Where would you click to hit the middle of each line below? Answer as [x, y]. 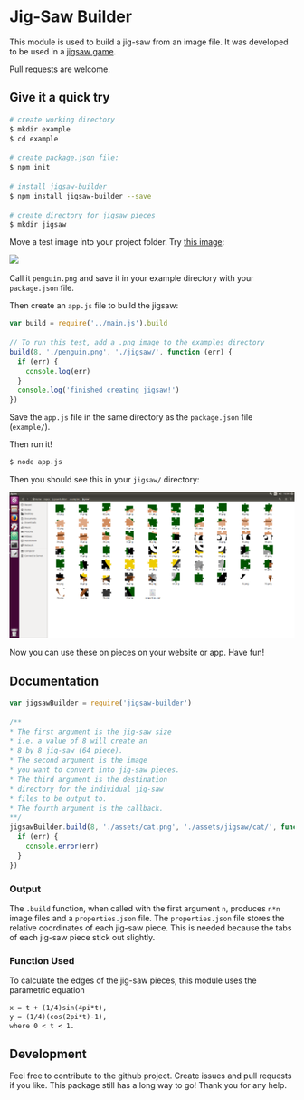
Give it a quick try [60, 97]
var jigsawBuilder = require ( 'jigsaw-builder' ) [101, 703]
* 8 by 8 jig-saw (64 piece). [66, 751]
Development [48, 1054]
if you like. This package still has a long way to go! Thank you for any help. [148, 1085]
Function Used [42, 960]
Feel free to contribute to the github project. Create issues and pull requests [151, 1076]
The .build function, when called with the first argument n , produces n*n [145, 909]
